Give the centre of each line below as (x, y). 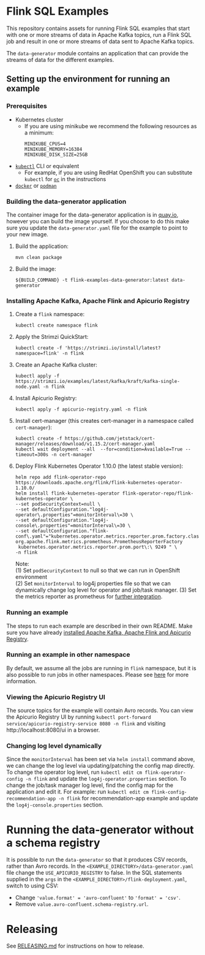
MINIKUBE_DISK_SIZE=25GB (56, 155)
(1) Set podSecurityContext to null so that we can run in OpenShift (98, 570)
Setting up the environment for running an (88, 79)
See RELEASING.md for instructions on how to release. (76, 946)
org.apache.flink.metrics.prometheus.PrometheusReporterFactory (99, 542)
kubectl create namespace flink (56, 326)
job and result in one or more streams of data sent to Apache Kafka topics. (100, 41)
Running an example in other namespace (68, 655)
